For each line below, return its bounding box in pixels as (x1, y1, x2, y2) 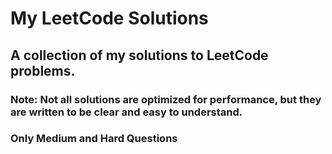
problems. (10, 62, 76, 79)
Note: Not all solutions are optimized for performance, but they (10, 92, 322, 106)
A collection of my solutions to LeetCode (10, 47, 269, 64)
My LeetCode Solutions (10, 7, 209, 30)
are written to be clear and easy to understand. (10, 105, 243, 119)
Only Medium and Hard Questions (10, 132, 178, 146)
